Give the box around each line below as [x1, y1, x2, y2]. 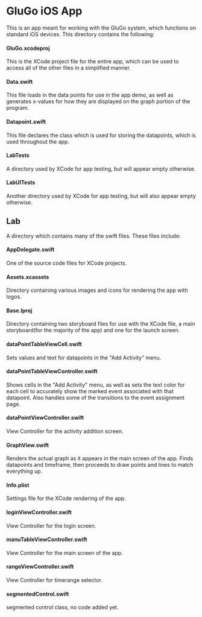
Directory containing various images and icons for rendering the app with [6, 286, 188, 294]
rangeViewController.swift [6, 563, 74, 571]
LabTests [6, 152, 30, 159]
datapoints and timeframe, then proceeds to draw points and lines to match [6, 461, 194, 469]
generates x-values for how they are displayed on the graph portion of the [6, 98, 191, 105]
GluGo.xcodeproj [6, 44, 50, 52]
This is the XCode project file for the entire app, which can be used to [6, 58, 179, 65]
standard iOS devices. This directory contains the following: [6, 30, 155, 37]
